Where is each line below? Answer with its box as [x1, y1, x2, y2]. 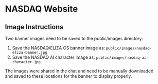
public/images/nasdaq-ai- [96, 55, 149, 60]
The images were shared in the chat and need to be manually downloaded [5, 68, 154, 74]
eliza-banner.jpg [12, 50, 48, 55]
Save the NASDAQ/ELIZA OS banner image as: [12, 45, 105, 50]
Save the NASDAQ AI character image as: [12, 54, 95, 60]
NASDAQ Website [5, 3, 78, 15]
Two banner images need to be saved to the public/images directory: [5, 35, 143, 41]
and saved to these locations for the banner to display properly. [5, 73, 132, 79]
